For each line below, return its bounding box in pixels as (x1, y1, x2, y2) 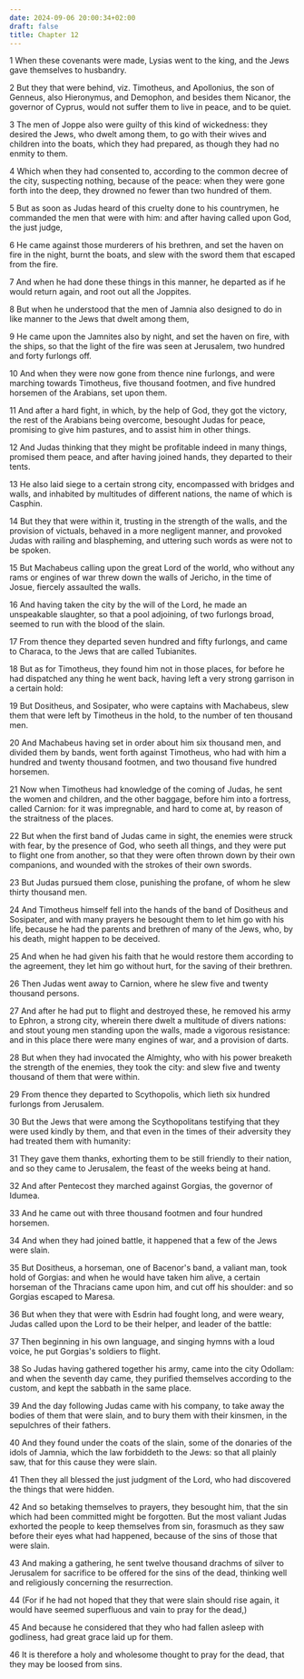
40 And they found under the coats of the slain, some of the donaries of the (9, 1437, 292, 1448)
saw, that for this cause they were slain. (9, 1456, 157, 1468)
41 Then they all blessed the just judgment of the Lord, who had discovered (9, 1474, 291, 1485)
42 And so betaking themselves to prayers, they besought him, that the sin (9, 1502, 289, 1513)
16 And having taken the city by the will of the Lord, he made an (9, 599, 248, 610)
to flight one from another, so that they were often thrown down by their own (9, 850, 296, 861)
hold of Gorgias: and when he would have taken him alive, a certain (9, 1272, 260, 1283)
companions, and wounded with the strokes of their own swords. (9, 860, 252, 871)
